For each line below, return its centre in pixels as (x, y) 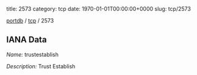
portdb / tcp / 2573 (30, 20)
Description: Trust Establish (41, 66)
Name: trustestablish (33, 54)
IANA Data (27, 40)
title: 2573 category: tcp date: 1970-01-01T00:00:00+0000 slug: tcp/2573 (99, 9)
